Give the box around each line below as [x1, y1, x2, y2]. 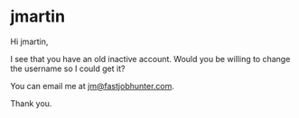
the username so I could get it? [10, 63, 126, 74]
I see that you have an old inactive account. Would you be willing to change [10, 53, 291, 64]
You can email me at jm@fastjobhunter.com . [10, 80, 175, 91]
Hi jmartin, [10, 36, 49, 47]
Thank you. [10, 97, 52, 109]
